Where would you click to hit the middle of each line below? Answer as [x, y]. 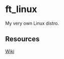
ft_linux [21, 9]
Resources [22, 39]
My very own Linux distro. [32, 23]
